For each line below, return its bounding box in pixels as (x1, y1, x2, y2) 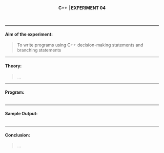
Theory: (5, 63, 22, 68)
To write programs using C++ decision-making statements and (17, 42, 143, 48)
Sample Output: (5, 111, 38, 117)
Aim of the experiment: (5, 31, 53, 37)
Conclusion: (5, 132, 31, 138)
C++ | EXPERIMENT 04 (58, 5, 106, 11)
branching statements (17, 47, 61, 53)
